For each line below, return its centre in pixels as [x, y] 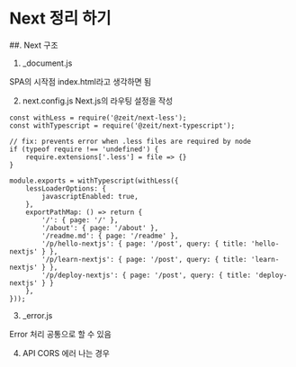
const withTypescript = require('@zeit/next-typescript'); [122, 125]
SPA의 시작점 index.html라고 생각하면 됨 [81, 81]
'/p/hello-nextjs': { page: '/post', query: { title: [144, 244]
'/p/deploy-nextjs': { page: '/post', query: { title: [147, 275]
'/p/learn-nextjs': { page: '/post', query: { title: [144, 259]
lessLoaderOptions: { [66, 188]
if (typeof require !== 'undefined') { [84, 149]
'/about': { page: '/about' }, [100, 228]
